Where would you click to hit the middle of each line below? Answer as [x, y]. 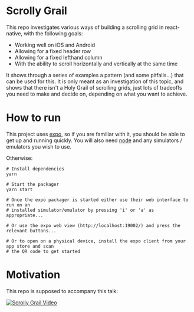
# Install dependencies [35, 169]
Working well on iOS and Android [55, 45]
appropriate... [25, 215]
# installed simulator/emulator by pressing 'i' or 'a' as [80, 210]
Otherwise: [19, 158]
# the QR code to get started [43, 251]
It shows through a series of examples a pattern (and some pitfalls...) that [95, 75]
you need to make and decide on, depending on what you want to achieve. [97, 94]
